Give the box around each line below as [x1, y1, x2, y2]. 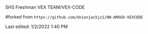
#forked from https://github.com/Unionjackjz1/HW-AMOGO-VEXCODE [5, 14, 143, 19]
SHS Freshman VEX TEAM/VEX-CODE [5, 4, 85, 10]
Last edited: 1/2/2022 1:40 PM [5, 23, 68, 29]
